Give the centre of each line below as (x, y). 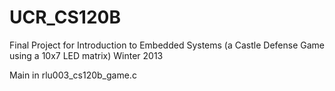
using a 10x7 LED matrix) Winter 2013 (86, 55)
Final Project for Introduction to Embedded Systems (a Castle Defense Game (167, 45)
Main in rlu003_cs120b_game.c (73, 75)
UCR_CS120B (65, 17)
